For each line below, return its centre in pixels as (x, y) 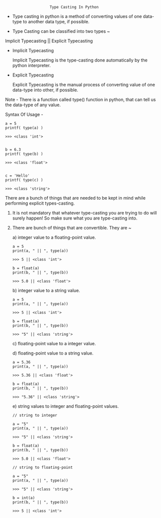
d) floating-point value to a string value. (53, 353)
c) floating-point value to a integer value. (54, 343)
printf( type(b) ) (24, 154)
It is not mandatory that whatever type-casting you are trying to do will (84, 213)
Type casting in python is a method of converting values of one (77, 16)
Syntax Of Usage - (24, 114)
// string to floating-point (42, 467)
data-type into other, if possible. (45, 90)
